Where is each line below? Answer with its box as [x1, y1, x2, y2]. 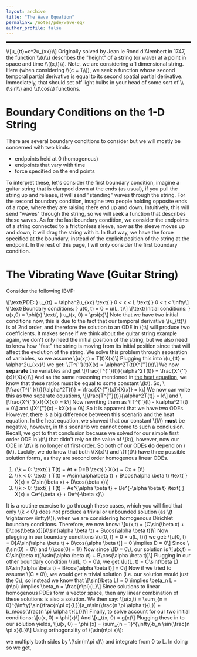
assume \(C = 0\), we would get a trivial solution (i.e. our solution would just [6, 571, 189, 578]
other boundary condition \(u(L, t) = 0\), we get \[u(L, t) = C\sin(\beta [6, 558, 172, 566]
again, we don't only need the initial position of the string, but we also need [6, 336, 188, 343]
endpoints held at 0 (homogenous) [14, 155, 98, 162]
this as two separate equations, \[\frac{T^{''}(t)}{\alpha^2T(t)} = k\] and [6, 392, 179, 399]
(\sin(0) [6, 546, 25, 553]
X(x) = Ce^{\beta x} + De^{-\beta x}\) [14, 491, 104, 498]
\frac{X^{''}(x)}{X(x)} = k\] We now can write [82, 386, 191, 393]
